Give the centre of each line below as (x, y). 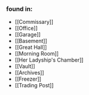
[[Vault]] (25, 66)
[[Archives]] (29, 73)
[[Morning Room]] (37, 54)
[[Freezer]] (28, 79)
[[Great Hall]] (31, 47)
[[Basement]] (31, 41)
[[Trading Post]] (34, 85)
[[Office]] (26, 28)
